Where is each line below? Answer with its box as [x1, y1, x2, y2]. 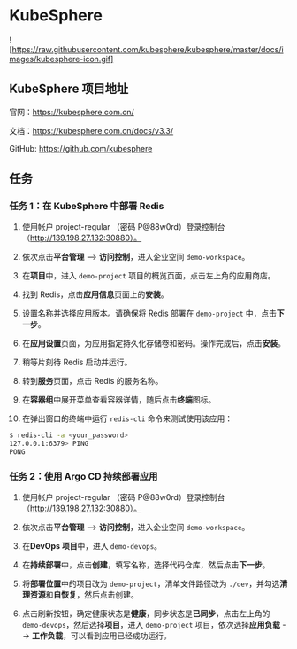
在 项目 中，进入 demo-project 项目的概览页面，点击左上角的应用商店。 [21, 270, 276, 281]
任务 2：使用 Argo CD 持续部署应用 [9, 470, 158, 482]
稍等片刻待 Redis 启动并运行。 [21, 356, 133, 368]
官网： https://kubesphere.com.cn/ [9, 106, 134, 117]
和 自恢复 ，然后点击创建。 [45, 590, 139, 600]
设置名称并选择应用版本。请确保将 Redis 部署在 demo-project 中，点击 [21, 308, 277, 319]
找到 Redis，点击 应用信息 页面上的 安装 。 [21, 289, 170, 300]
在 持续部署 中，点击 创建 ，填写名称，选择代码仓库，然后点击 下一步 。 [21, 559, 270, 570]
